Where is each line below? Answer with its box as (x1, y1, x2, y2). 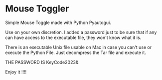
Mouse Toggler (5, 3, 69, 14)
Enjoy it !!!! (5, 68, 27, 75)
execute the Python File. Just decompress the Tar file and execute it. (5, 49, 146, 55)
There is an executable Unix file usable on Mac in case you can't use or (5, 44, 152, 50)
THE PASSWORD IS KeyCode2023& (5, 59, 79, 65)
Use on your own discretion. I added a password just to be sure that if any (5, 29, 157, 35)
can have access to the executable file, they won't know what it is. (5, 34, 142, 40)
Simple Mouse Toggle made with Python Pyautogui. (5, 19, 111, 25)
